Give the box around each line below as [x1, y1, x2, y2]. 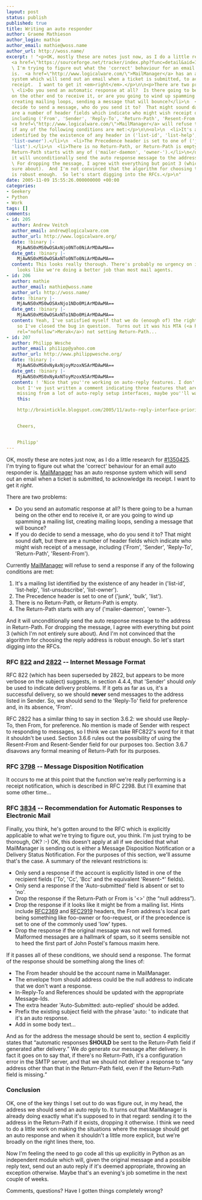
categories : [6, 183, 36, 189]
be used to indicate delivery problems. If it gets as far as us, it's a [6, 684, 168, 691]
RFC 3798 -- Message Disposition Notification [6, 762, 144, 770]
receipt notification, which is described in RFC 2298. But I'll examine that [6, 782, 186, 790]
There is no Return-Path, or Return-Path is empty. [14, 599, 138, 606]
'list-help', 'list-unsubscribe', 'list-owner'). [14, 586, 118, 593]
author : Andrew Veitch [11, 222, 69, 228]
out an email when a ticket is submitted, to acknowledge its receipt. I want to [6, 475, 196, 482]
